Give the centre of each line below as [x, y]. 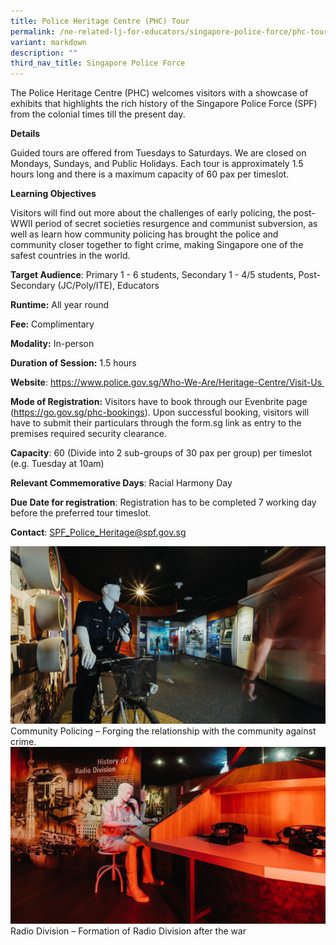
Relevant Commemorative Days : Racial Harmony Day [121, 483]
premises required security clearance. [88, 434]
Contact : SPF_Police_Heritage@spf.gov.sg [98, 532]
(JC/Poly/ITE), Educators [108, 286]
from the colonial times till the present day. [98, 114]
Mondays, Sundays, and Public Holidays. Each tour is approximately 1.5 [157, 164]
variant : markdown [48, 42]
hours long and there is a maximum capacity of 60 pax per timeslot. [150, 174]
